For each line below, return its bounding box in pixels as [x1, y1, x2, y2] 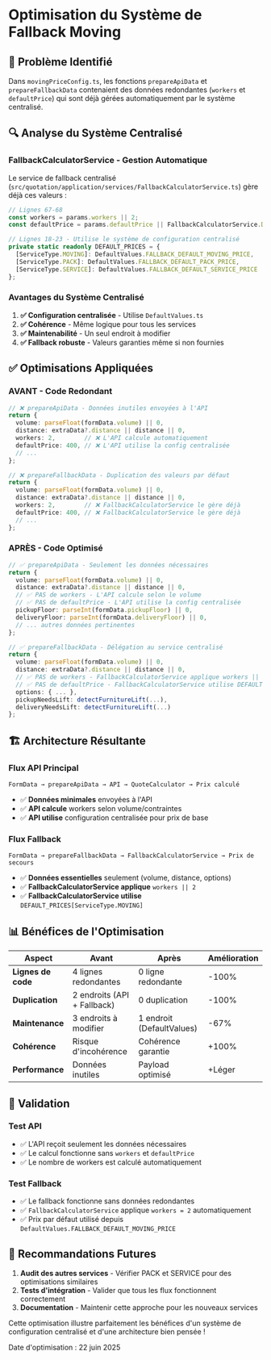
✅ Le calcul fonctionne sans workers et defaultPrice [19, 1148, 195, 1157]
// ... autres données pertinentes [15, 621, 135, 629]
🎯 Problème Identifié [8, 55, 113, 69]
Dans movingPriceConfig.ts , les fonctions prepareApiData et [8, 77, 207, 86]
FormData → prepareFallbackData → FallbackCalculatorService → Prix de [8, 852, 254, 860]
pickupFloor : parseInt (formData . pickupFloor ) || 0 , [15, 606, 194, 614]
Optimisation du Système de [8, 6, 202, 24]
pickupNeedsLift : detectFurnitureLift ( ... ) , [15, 696, 168, 704]
